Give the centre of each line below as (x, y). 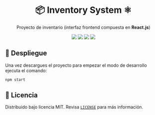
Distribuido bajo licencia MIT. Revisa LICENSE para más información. (74, 107)
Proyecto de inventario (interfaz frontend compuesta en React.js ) (83, 27)
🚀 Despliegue (26, 53)
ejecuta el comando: (26, 70)
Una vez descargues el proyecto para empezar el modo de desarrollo (76, 65)
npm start (15, 80)
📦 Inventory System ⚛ (83, 10)
